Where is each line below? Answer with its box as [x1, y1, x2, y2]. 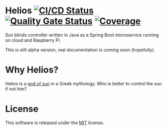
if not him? [5, 86, 27, 92]
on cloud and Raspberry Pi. [5, 37, 61, 43]
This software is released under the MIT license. [5, 120, 104, 126]
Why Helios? [5, 65, 59, 75]
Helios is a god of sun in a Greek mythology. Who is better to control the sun [5, 80, 162, 86]
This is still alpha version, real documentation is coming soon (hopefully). [5, 47, 156, 53]
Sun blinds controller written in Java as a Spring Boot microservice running [5, 32, 159, 38]
